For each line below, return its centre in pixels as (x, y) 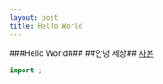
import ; (26, 70)
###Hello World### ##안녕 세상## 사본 (81, 53)
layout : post (34, 18)
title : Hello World (46, 26)
